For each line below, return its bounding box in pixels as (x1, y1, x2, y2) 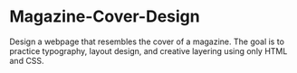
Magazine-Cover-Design (9, 6, 201, 27)
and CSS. (9, 55, 44, 66)
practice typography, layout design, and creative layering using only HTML (9, 45, 288, 56)
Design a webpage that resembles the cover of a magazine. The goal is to (9, 36, 285, 47)
